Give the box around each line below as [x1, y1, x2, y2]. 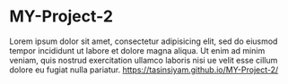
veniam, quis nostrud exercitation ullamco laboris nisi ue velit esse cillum [9, 55, 278, 65]
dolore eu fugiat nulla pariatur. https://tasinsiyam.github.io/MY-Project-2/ [9, 64, 279, 75]
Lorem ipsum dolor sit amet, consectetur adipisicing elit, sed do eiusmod [9, 36, 278, 46]
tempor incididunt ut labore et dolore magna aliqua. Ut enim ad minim [9, 45, 266, 55]
